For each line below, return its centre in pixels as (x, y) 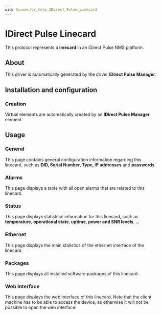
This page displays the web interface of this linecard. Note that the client (78, 297)
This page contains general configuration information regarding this (73, 159)
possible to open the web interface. (41, 307)
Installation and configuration (51, 90)
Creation (16, 104)
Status (13, 206)
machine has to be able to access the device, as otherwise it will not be (77, 302)
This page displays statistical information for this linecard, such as (72, 217)
